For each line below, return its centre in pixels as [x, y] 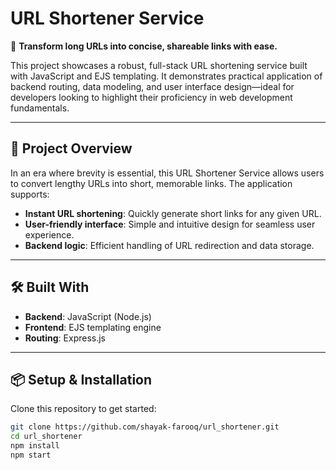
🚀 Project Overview [71, 148]
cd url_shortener [46, 437]
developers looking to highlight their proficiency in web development [151, 97]
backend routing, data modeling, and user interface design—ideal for [152, 86]
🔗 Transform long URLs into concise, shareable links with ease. [144, 46]
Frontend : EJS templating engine [93, 327]
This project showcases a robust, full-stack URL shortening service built [159, 65]
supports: [30, 194]
